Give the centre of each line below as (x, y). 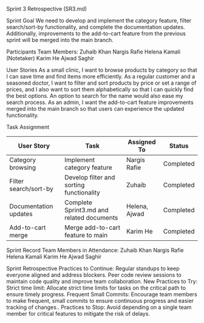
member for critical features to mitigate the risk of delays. (78, 314)
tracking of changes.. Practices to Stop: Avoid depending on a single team (99, 307)
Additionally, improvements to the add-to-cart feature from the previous (96, 33)
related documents (91, 217)
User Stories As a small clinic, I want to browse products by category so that (102, 70)
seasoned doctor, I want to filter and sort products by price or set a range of (101, 83)
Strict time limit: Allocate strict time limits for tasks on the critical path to (96, 288)
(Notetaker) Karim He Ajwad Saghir (50, 58)
